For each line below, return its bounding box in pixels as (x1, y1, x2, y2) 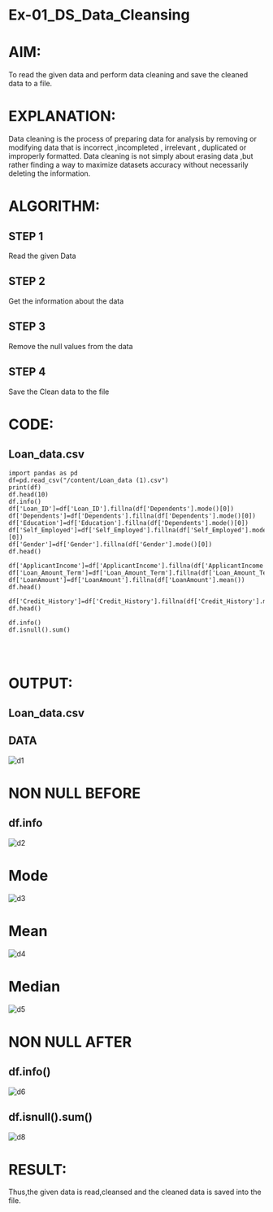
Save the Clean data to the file (8, 387, 110, 396)
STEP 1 (8, 230, 44, 243)
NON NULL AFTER (8, 1032, 132, 1051)
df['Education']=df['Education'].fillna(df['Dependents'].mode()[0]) (8, 518, 249, 527)
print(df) (8, 483, 42, 492)
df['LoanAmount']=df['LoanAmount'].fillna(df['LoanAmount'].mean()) (8, 575, 245, 584)
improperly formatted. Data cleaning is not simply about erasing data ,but (8, 151, 253, 161)
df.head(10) (8, 490, 49, 498)
